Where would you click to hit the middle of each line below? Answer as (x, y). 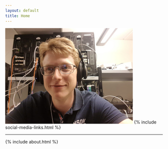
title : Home (17, 16)
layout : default (22, 10)
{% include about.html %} (32, 141)
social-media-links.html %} (33, 127)
